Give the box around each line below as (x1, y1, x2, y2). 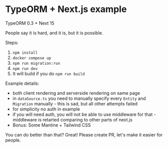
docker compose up (12, 55, 51, 61)
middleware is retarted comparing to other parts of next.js (12, 116, 133, 122)
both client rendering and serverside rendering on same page (12, 90, 140, 96)
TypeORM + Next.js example (5, 4, 127, 15)
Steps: (5, 39, 19, 46)
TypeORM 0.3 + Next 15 (5, 20, 54, 26)
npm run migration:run (12, 61, 60, 66)
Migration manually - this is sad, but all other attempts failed (12, 100, 138, 106)
